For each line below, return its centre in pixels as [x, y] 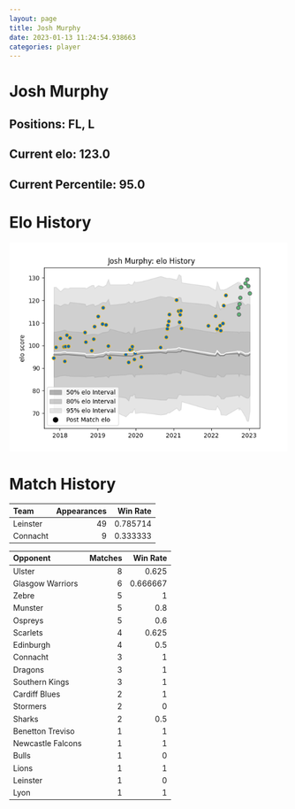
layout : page [33, 19]
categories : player [45, 47]
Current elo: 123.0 [60, 154]
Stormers [30, 706]
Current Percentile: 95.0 [77, 185]
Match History [63, 484]
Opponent [32, 559]
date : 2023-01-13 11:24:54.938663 [73, 37]
